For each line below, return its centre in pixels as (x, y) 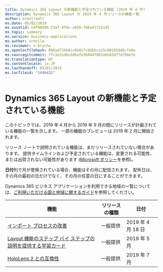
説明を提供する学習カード (37, 246)
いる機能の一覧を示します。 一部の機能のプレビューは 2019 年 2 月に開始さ (80, 131)
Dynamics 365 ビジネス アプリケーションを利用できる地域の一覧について (78, 186)
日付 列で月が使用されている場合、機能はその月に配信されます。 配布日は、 (80, 170)
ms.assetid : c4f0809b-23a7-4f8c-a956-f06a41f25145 (57, 28)
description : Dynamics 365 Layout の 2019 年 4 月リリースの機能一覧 (72, 14)
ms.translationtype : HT (29, 59)
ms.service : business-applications (41, 37)
